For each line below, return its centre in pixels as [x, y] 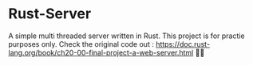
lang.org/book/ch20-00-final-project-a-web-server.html [101, 52]
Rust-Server [50, 14]
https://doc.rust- [182, 44]
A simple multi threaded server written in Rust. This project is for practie [126, 36]
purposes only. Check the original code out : [81, 44]
